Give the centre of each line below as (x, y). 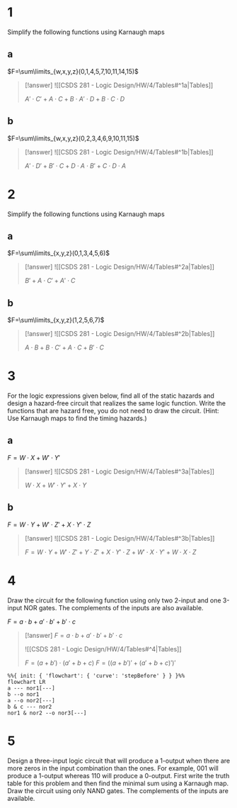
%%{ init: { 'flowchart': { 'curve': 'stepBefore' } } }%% (96, 675)
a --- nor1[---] (31, 688)
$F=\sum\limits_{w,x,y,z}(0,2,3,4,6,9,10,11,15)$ (73, 138)
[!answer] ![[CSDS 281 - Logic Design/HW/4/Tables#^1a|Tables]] (119, 85)
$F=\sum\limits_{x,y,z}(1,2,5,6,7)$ (56, 320)
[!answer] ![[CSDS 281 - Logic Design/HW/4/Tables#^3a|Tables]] (119, 471)
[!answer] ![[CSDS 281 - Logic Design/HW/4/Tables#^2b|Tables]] (120, 334)
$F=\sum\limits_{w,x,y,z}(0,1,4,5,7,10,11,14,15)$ (73, 71)
